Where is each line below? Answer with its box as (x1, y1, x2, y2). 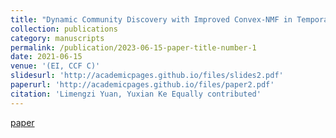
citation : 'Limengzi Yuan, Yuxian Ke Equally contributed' (10, 89, 262, 99)
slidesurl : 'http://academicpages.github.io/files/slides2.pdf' (10, 71, 284, 81)
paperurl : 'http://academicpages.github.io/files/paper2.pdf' (10, 80, 275, 90)
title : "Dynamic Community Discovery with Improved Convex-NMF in (10, 14, 293, 25)
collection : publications (10, 24, 118, 34)
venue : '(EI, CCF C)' (10, 61, 101, 71)
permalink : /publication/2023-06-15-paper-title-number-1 (10, 42, 257, 53)
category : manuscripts (10, 33, 105, 43)
